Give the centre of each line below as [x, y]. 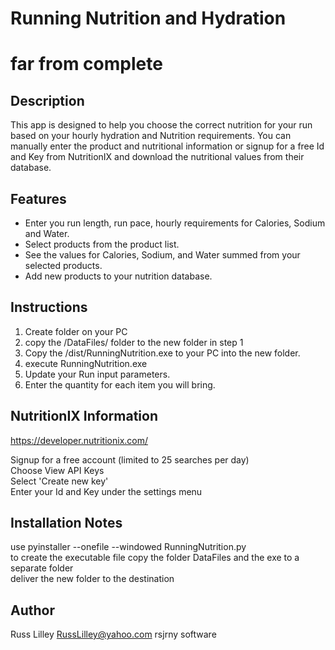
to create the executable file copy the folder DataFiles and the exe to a [155, 558]
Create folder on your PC [76, 331]
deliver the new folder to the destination [92, 579]
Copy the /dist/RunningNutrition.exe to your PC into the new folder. [162, 353]
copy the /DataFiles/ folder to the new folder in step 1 [134, 342]
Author [32, 610]
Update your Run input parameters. [97, 374]
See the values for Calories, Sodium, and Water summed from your [162, 255]
